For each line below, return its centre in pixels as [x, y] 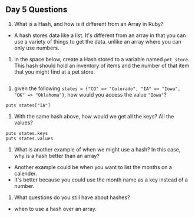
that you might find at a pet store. [54, 72]
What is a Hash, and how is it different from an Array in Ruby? [89, 24]
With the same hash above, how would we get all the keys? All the [94, 116]
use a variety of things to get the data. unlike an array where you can [97, 41]
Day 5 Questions [37, 10]
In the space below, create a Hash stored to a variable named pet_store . [102, 59]
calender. [25, 173]
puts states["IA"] [28, 105]
